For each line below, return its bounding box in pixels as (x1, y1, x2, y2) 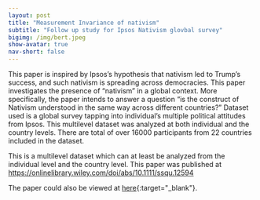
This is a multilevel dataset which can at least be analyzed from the (8, 151, 225, 161)
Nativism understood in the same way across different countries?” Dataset (8, 103, 249, 112)
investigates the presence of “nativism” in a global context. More (8, 86, 218, 95)
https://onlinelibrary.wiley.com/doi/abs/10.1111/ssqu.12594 (8, 168, 194, 177)
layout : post (8, 11, 51, 20)
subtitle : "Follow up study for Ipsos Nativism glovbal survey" (8, 26, 223, 34)
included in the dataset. (8, 136, 85, 145)
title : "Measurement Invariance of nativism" (8, 19, 159, 27)
